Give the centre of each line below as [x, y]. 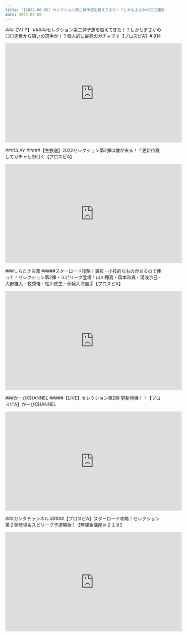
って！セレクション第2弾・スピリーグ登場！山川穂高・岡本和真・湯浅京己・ [84, 277]
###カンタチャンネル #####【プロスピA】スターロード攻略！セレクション [83, 518]
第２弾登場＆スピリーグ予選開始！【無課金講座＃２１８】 [65, 525]
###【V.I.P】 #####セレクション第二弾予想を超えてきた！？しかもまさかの [83, 29]
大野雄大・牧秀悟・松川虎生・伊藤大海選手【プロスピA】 [64, 283]
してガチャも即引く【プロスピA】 [40, 156]
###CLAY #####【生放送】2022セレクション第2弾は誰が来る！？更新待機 [83, 150]
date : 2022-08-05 [23, 15]
